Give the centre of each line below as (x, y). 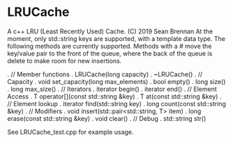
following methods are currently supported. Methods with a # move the (110, 46)
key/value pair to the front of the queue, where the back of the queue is (110, 53)
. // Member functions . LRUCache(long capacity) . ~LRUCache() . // (105, 74)
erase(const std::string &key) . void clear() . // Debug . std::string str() (107, 118)
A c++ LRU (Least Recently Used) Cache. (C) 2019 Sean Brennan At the (110, 31)
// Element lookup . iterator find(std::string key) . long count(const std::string (117, 103)
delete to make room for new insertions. (65, 60)
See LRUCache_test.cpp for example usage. (70, 132)
